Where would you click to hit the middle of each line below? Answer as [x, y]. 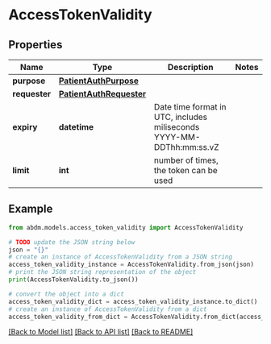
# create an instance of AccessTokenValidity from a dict [108, 309]
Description [191, 67]
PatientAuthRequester [102, 94]
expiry [25, 127]
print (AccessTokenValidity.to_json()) [73, 280]
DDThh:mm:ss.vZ [186, 147]
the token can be [186, 170]
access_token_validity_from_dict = [68, 317]
